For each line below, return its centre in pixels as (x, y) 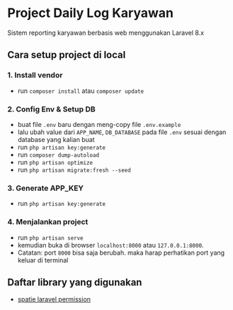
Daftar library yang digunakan (75, 282)
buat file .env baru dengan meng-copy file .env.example (99, 124)
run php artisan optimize (55, 162)
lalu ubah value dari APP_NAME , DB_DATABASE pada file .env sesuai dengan (122, 132)
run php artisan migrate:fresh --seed (74, 170)
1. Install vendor (35, 75)
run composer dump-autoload (58, 155)
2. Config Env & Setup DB (51, 109)
